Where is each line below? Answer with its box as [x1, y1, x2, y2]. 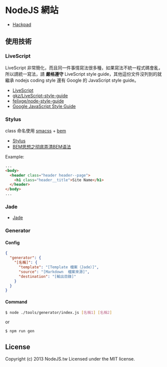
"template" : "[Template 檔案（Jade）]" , [18, 265, 99, 270]
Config [5, 239, 20, 246]
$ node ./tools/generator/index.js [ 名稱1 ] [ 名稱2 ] [5, 310, 112, 315]
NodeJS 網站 [5, 5, 59, 16]
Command [5, 299, 27, 305]
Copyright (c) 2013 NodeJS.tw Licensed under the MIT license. [5, 356, 135, 362]
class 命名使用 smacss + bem [5, 127, 66, 133]
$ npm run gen [5, 329, 35, 334]
